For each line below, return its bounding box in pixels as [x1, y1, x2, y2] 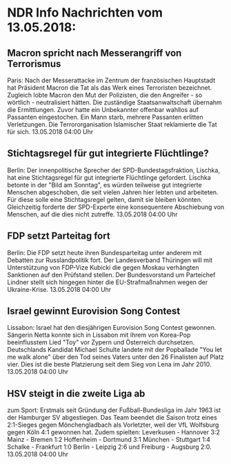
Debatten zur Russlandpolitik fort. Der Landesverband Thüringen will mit [7, 256, 212, 264]
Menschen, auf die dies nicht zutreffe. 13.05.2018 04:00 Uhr [7, 210, 178, 219]
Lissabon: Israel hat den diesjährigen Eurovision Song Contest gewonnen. [7, 324, 217, 332]
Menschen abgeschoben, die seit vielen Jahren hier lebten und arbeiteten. [7, 188, 219, 196]
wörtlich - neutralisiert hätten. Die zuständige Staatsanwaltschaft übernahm [7, 98, 222, 106]
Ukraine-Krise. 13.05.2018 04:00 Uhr [7, 285, 112, 293]
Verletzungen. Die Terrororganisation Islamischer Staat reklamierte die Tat [7, 120, 217, 129]
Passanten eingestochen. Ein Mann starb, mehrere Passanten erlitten [7, 113, 203, 121]
